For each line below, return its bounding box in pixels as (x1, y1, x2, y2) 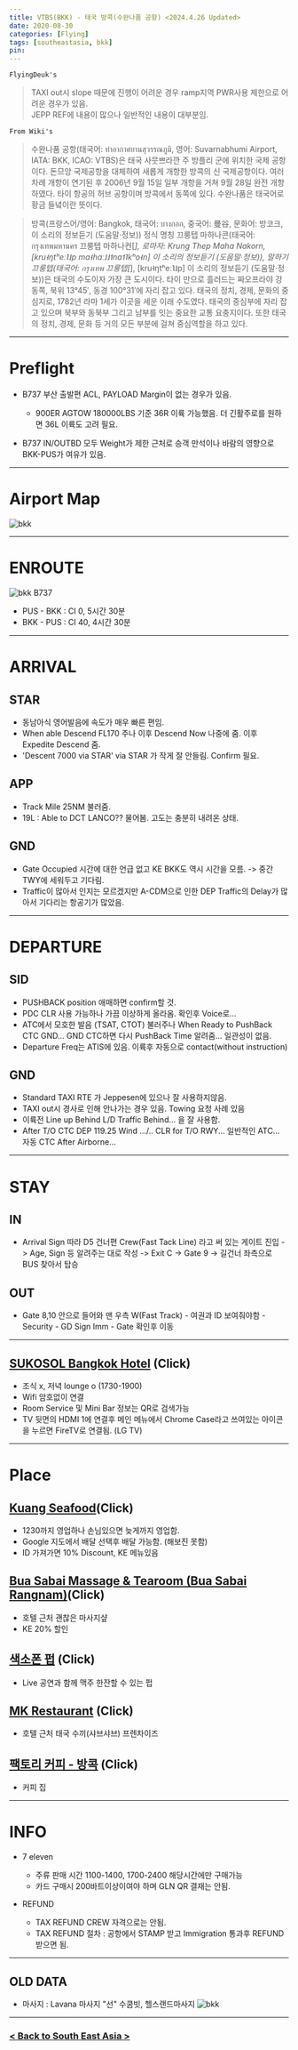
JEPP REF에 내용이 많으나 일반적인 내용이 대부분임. (30, 109, 209, 120)
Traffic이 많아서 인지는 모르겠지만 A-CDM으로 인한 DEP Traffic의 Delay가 (21, 886, 279, 896)
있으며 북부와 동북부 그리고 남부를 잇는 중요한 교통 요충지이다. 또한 (40, 308, 271, 318)
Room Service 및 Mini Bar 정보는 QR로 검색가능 (21, 1403, 190, 1413)
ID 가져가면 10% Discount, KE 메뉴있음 (21, 1548, 159, 1557)
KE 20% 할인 (21, 1623, 69, 1634)
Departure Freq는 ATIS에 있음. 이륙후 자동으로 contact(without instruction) (21, 1041, 288, 1052)
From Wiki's (9, 127, 53, 136)
